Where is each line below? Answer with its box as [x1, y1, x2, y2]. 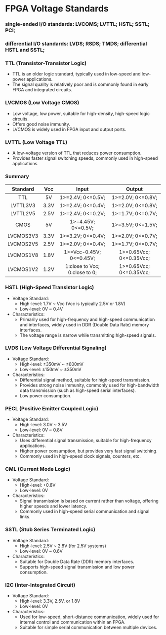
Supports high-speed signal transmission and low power [19, 564, 135, 570]
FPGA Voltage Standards [5, 3, 109, 14]
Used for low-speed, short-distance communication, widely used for [19, 614, 160, 620]
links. [19, 514, 31, 520]
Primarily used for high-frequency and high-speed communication [19, 316, 155, 322]
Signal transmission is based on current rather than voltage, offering [19, 498, 159, 504]
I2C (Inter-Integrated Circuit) [5, 581, 76, 588]
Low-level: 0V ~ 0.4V [19, 306, 63, 312]
